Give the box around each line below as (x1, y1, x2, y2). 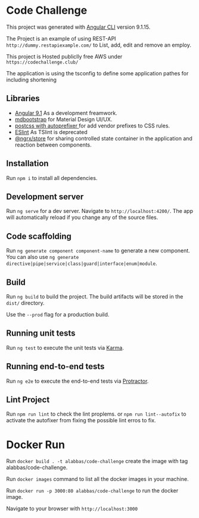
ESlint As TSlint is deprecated (14, 128, 88, 135)
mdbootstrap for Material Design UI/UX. (14, 115, 113, 123)
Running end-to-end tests (6, 361, 105, 371)
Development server (6, 191, 84, 202)
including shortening (6, 76, 57, 83)
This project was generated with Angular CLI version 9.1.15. (6, 23, 151, 31)
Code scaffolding (6, 231, 71, 241)
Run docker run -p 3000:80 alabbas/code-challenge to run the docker (6, 487, 179, 494)
